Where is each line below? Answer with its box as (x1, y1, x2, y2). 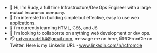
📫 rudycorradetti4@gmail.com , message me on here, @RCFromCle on (9, 36, 153, 41)
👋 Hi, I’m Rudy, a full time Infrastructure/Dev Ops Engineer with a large (9, 5, 151, 10)
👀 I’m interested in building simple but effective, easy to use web (9, 15, 139, 20)
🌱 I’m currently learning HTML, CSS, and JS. (9, 25, 99, 31)
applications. (9, 20, 36, 26)
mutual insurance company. (9, 10, 66, 15)
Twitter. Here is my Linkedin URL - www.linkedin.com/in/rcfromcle (9, 42, 142, 48)
